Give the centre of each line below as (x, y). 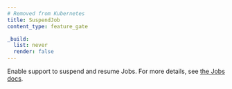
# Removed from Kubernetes (46, 13)
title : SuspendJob (34, 20)
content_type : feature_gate (48, 26)
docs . (15, 79)
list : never (31, 46)
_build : (18, 39)
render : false (34, 52)
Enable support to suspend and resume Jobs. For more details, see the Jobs (116, 71)
